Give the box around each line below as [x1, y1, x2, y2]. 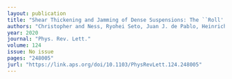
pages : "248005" [7, 55, 54, 62]
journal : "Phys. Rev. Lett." [7, 36, 91, 43]
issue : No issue [7, 49, 54, 56]
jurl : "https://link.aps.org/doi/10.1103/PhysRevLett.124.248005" [7, 61, 202, 68]
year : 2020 [7, 29, 39, 36]
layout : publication [7, 10, 67, 17]
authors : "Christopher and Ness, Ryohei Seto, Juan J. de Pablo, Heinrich [7, 23, 227, 30]
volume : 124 [7, 42, 41, 49]
